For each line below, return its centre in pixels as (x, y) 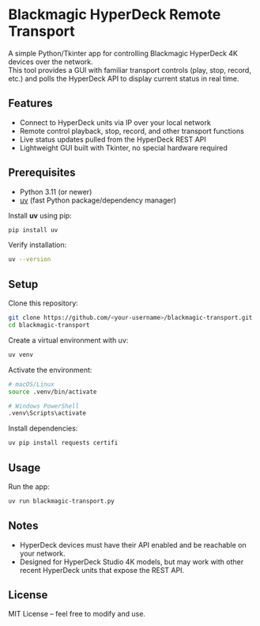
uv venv (21, 355)
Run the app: (29, 486)
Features (30, 103)
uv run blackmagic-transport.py (61, 501)
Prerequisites (42, 173)
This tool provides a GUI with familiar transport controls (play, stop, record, (130, 70)
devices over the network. (51, 62)
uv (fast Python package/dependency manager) (98, 200)
